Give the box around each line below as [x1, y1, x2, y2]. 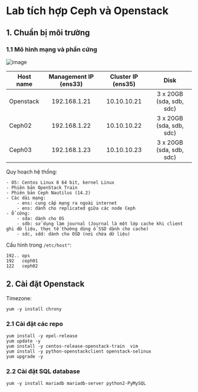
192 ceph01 [6, 258, 38, 264]
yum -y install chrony [6, 306, 62, 312]
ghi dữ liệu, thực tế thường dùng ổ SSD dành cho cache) [6, 225, 149, 232]
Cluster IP [110, 72, 138, 81]
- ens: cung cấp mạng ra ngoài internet [16, 200, 117, 206]
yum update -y [6, 338, 41, 344]
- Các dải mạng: [6, 195, 46, 201]
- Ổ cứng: [6, 210, 31, 216]
